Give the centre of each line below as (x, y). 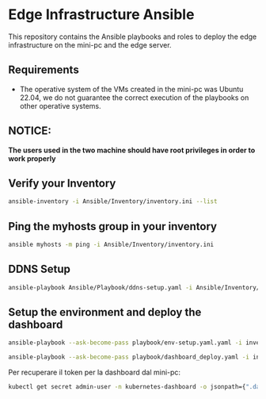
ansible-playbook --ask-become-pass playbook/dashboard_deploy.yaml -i (129, 357)
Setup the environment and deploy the (105, 312)
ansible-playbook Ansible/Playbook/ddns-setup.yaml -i (101, 287)
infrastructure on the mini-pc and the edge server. (90, 44)
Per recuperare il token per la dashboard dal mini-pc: (94, 372)
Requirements (44, 70)
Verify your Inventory (62, 183)
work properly (32, 158)
